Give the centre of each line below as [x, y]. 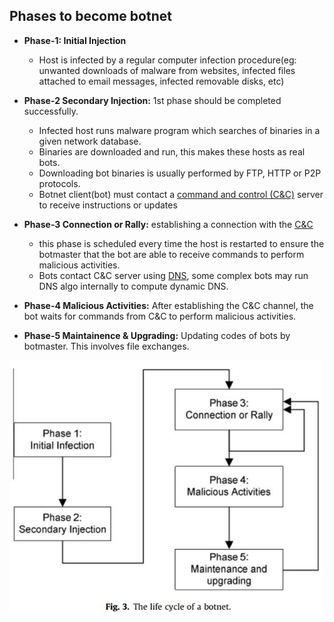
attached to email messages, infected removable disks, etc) [161, 81]
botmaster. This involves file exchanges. [106, 346]
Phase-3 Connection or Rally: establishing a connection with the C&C [168, 224]
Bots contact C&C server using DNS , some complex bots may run [173, 275]
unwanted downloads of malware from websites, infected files [167, 70]
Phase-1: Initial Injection [75, 40]
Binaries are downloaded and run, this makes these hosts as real [172, 151]
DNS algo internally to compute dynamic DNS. [133, 286]
